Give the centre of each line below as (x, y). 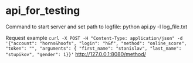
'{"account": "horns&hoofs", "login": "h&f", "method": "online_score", (96, 43)
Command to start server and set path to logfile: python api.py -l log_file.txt (97, 27)
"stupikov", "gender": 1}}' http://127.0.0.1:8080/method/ (76, 54)
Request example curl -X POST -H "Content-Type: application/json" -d (94, 38)
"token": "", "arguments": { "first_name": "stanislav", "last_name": (94, 48)
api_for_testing (43, 11)
